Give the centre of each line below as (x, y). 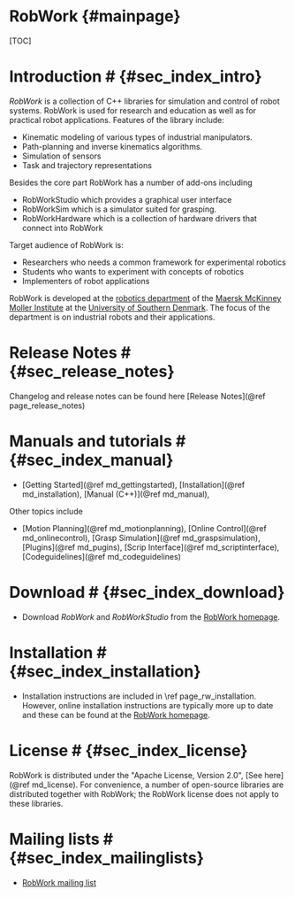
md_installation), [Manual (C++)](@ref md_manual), (116, 494)
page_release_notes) (47, 406)
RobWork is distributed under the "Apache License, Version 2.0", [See (136, 775)
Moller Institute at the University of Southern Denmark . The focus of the (140, 307)
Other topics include (46, 511)
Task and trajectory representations (87, 165)
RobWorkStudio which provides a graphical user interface (127, 199)
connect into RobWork (62, 228)
